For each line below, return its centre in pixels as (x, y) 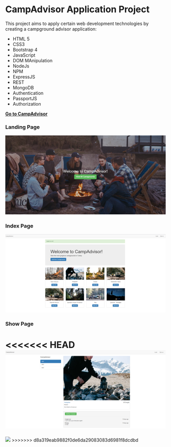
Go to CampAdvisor (26, 114)
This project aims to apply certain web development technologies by (77, 23)
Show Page (20, 324)
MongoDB (23, 87)
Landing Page (23, 127)
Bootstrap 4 (25, 49)
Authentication (28, 93)
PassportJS (25, 98)
